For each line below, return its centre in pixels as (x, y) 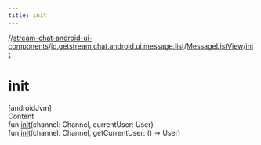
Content (21, 116)
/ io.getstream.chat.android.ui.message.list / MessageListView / (147, 46)
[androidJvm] (30, 107)
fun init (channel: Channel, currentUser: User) (81, 124)
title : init (27, 15)
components (29, 46)
